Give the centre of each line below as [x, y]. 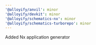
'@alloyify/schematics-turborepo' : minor [48, 23]
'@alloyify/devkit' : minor [33, 14]
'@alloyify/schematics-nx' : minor [41, 19]
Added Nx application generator [38, 37]
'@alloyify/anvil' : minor [32, 10]
